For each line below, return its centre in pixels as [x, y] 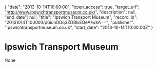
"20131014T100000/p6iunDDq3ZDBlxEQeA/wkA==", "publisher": [69, 22]
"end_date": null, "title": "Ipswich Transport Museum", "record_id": [71, 17]
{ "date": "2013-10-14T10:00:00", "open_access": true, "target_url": [72, 7]
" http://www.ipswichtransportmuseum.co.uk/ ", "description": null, [71, 12]
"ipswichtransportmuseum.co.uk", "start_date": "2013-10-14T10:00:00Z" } [79, 27]
